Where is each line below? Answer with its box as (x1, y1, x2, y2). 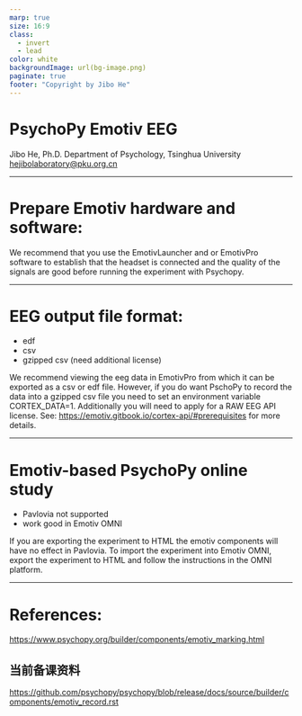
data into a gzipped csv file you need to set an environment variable (9, 391, 261, 402)
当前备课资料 (9, 662, 81, 677)
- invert (17, 38, 50, 48)
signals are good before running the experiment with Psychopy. (9, 266, 244, 277)
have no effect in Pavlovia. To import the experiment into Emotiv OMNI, (9, 545, 272, 556)
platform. (9, 564, 43, 576)
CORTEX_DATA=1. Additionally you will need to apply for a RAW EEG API (9, 401, 277, 412)
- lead (17, 47, 42, 56)
